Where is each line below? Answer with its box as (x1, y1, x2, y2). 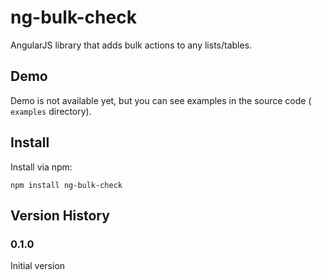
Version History (10, 207, 110, 224)
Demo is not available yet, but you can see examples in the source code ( (10, 94, 312, 106)
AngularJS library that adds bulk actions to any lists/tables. (10, 39, 253, 51)
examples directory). (10, 105, 92, 117)
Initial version (10, 260, 66, 272)
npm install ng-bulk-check (10, 180, 123, 190)
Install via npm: (10, 161, 73, 173)
